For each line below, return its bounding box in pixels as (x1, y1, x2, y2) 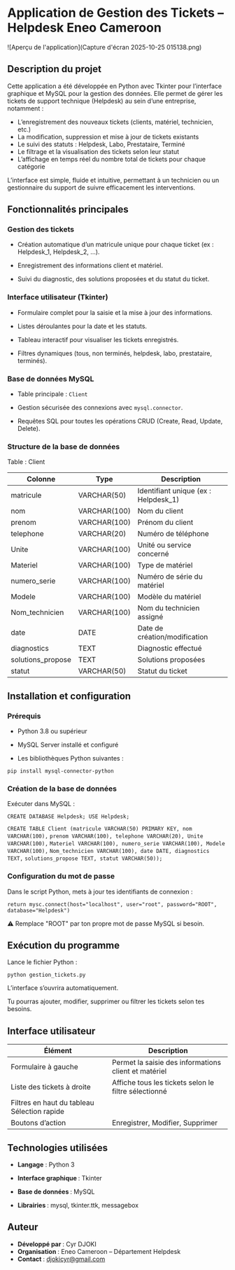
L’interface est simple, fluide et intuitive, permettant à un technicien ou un (7, 176, 220, 184)
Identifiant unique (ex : (137, 486, 211, 496)
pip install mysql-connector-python (7, 768, 114, 775)
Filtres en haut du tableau (10, 1098, 94, 1108)
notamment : (7, 104, 44, 113)
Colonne (27, 474, 56, 484)
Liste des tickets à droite (10, 1082, 91, 1092)
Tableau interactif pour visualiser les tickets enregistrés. (17, 335, 179, 344)
